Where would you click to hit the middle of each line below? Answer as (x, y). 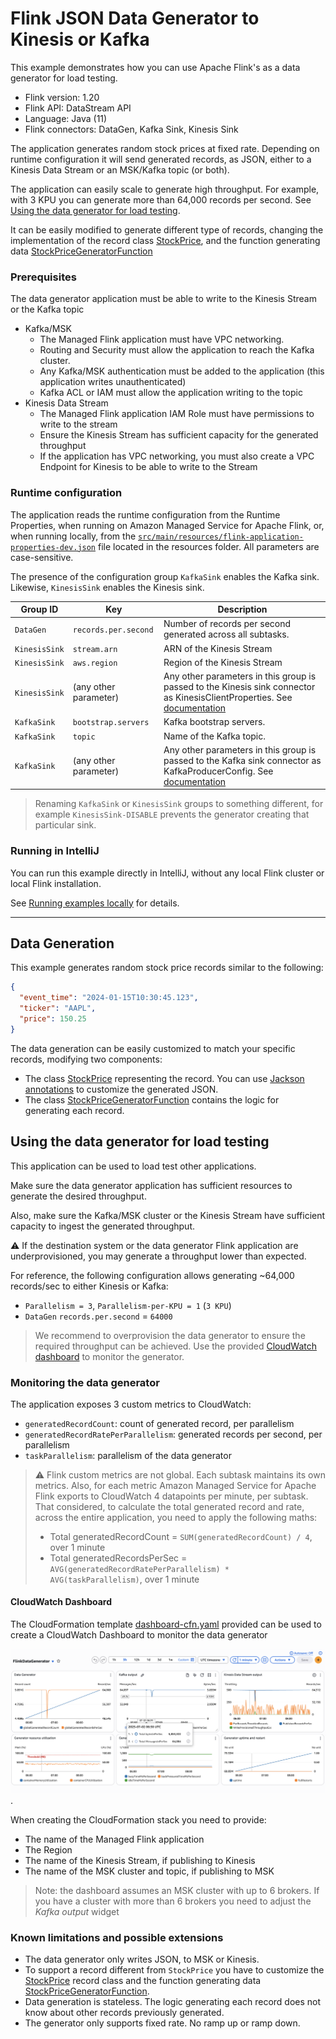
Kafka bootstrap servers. (214, 722)
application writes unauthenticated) (113, 382)
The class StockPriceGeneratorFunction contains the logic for (152, 1099)
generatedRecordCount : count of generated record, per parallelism (159, 1423)
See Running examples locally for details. (95, 903)
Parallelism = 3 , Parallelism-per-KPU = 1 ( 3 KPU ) (128, 1305)
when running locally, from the (73, 536)
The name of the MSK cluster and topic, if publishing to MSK (149, 1871)
